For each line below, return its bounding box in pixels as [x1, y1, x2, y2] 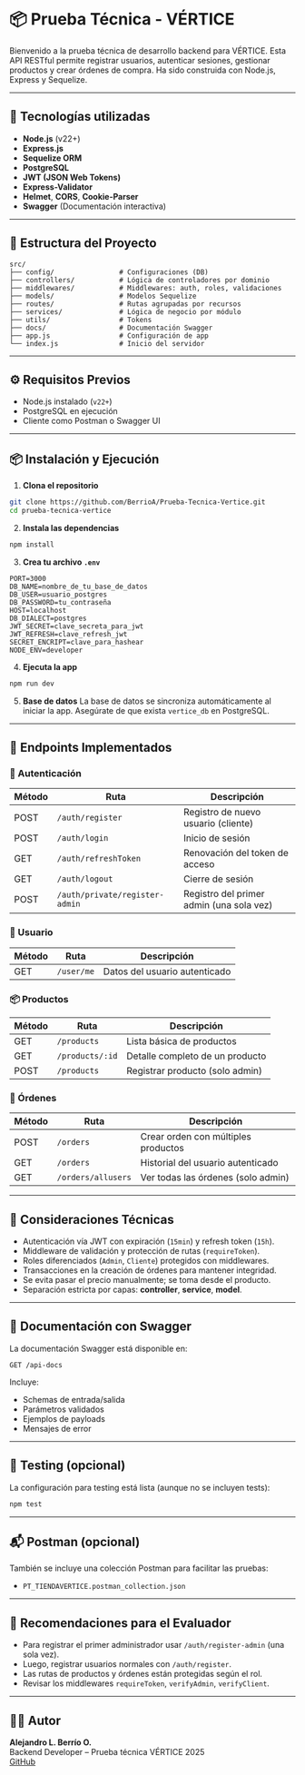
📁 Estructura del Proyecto [9, 235, 157, 251]
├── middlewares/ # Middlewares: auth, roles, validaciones [9, 283, 282, 292]
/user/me [56, 966, 95, 976]
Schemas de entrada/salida [22, 1394, 125, 1405]
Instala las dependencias [22, 522, 120, 533]
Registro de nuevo [182, 806, 261, 819]
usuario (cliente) [182, 817, 254, 830]
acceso [182, 858, 215, 871]
